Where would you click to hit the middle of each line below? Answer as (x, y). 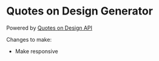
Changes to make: (29, 39)
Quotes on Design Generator (80, 11)
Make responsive (37, 51)
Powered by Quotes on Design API (49, 28)
